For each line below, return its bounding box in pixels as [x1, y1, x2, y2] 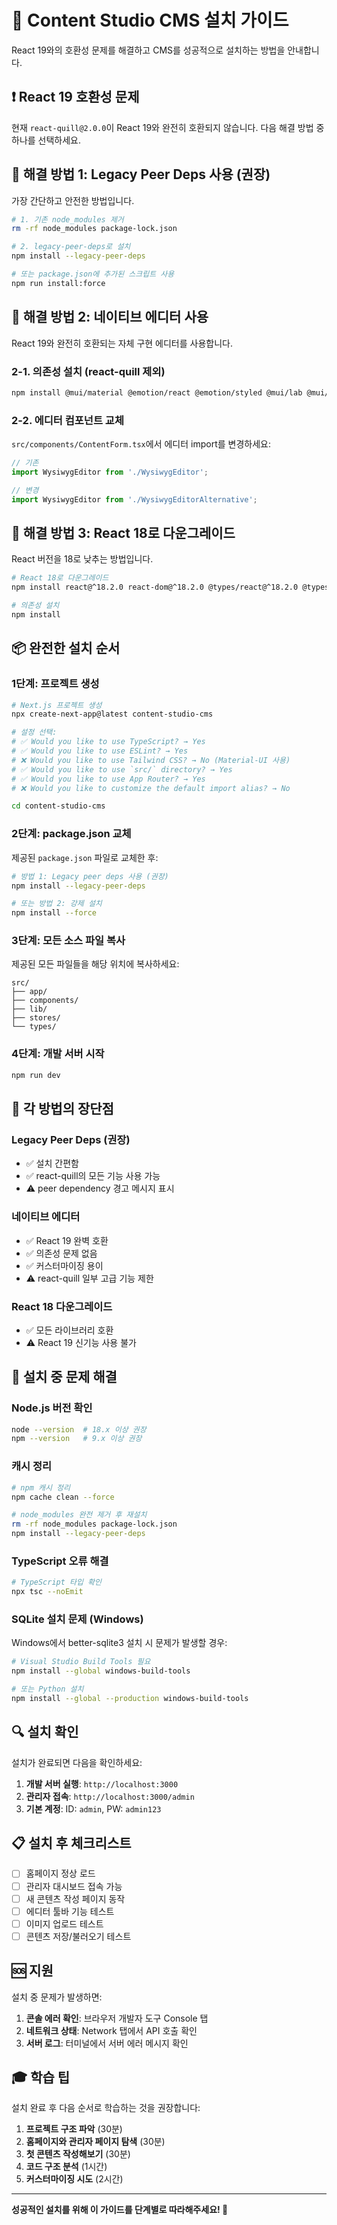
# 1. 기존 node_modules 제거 [11, 214, 124, 225]
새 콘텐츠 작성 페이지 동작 [25, 1892, 126, 1905]
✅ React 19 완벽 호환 [25, 1234, 109, 1246]
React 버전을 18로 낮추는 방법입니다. [11, 553, 154, 565]
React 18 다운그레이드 [11, 1299, 113, 1313]
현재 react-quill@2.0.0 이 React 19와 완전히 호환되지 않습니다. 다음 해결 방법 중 [11, 121, 325, 133]
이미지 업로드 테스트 [25, 1917, 104, 1930]
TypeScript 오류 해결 [11, 1554, 109, 1568]
